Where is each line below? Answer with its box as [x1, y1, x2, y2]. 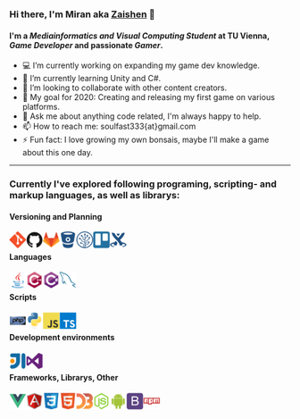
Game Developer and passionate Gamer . [9, 39, 163, 50]
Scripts [9, 292, 37, 303]
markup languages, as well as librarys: [9, 189, 180, 202]
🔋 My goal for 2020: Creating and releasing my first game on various [21, 92, 275, 103]
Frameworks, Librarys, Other [9, 373, 119, 383]
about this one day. [21, 147, 94, 158]
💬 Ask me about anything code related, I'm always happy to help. [21, 111, 262, 122]
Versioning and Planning [9, 211, 103, 222]
